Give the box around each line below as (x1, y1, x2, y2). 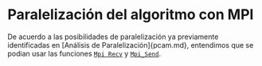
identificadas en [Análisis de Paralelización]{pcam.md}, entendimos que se (7, 40, 254, 49)
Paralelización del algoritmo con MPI (7, 6, 254, 24)
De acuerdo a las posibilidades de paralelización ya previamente (7, 32, 219, 41)
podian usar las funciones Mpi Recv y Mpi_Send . (7, 49, 161, 58)
